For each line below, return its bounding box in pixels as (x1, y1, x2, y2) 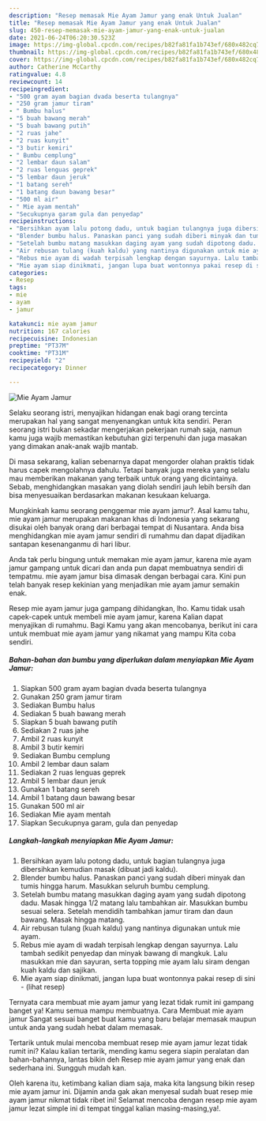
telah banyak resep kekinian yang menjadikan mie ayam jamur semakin (9, 579, 240, 589)
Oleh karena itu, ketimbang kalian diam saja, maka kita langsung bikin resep (9, 1078, 255, 1088)
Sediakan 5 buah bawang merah (20, 708, 126, 718)
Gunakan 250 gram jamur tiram (20, 692, 122, 701)
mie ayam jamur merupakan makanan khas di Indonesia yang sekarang (9, 514, 240, 523)
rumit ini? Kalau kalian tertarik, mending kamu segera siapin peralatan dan (9, 1046, 249, 1055)
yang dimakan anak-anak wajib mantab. (9, 441, 139, 451)
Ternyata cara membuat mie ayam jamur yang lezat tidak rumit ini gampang (9, 997, 254, 1006)
